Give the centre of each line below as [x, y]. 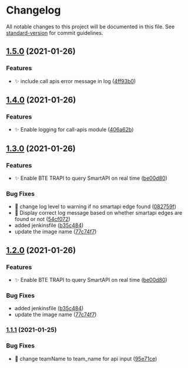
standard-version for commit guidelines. [55, 32]
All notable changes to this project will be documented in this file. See [90, 27]
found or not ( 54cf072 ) [42, 219]
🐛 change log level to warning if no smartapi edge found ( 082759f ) [95, 206]
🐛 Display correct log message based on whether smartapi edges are [98, 213]
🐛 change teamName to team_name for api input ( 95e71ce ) [86, 359]
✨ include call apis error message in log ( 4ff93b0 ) [75, 81]
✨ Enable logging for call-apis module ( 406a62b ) [74, 130]
